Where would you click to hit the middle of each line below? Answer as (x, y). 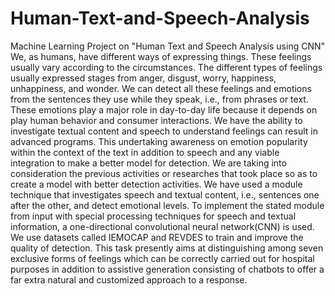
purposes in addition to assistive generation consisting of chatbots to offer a (167, 269)
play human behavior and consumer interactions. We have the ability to (156, 120)
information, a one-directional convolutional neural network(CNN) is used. (162, 226)
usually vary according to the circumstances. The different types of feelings (166, 67)
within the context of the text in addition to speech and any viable (145, 152)
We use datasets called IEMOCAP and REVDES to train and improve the (157, 237)
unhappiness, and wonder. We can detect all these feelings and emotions (161, 88)
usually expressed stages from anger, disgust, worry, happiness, (143, 78)
